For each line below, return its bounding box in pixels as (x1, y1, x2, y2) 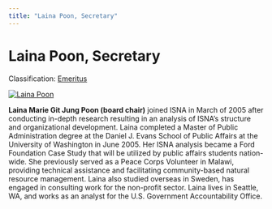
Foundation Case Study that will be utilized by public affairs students (8, 147, 238, 158)
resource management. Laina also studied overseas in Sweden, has (8, 173, 235, 183)
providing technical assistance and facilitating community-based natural (8, 165, 250, 175)
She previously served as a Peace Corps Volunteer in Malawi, (28, 156, 234, 166)
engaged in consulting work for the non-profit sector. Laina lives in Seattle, (8, 182, 259, 192)
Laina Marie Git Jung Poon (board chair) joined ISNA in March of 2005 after (8, 104, 264, 114)
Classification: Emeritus (8, 74, 88, 83)
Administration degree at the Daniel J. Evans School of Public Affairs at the (8, 130, 258, 140)
